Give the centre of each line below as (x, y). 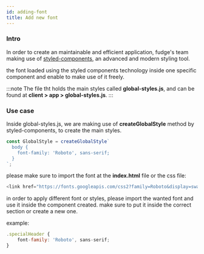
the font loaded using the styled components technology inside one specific (101, 70)
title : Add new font (32, 18)
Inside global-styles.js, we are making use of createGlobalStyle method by (100, 124)
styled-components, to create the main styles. (64, 131)
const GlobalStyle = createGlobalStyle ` (58, 142)
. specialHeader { (28, 235)
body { (20, 147)
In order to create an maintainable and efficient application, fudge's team (97, 52)
